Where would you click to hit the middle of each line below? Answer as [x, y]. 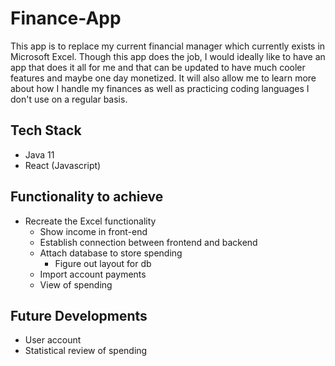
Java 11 [39, 154]
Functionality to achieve [87, 197]
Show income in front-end [93, 231]
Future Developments [79, 315]
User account [53, 340]
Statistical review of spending [86, 351]
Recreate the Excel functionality [90, 221]
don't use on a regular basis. [69, 99]
